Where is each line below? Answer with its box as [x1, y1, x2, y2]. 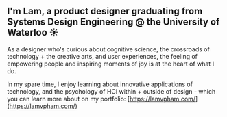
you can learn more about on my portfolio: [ [7, 94, 130, 103]
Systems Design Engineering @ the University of [7, 16, 220, 28]
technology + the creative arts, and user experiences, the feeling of [7, 52, 198, 60]
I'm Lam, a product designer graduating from [7, 5, 203, 17]
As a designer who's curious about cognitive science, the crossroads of [7, 44, 211, 53]
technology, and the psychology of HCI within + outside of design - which [7, 87, 216, 95]
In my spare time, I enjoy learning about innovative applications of [7, 80, 193, 88]
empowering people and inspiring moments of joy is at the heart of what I [7, 60, 215, 68]
